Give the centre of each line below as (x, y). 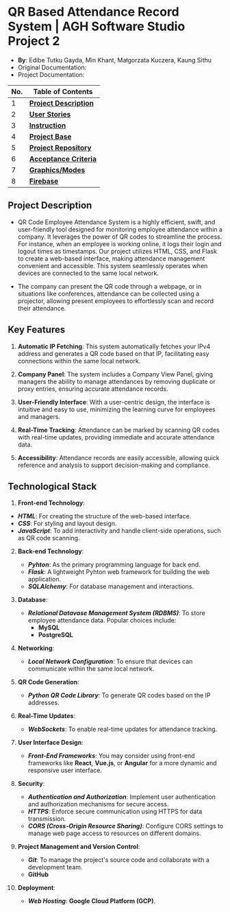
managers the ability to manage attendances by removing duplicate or (117, 381)
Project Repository (60, 147)
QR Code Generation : (48, 682)
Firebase (44, 181)
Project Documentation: (51, 74)
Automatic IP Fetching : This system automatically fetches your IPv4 (114, 346)
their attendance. (42, 308)
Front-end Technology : (51, 503)
